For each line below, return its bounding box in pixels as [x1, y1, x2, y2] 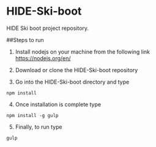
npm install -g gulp [6, 112, 59, 118]
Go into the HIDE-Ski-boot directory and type [15, 78, 130, 85]
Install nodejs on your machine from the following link [15, 48, 150, 56]
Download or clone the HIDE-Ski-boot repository [15, 66, 138, 74]
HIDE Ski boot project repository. [6, 24, 89, 32]
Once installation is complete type [15, 101, 102, 108]
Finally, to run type [15, 123, 62, 131]
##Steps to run [6, 36, 44, 43]
